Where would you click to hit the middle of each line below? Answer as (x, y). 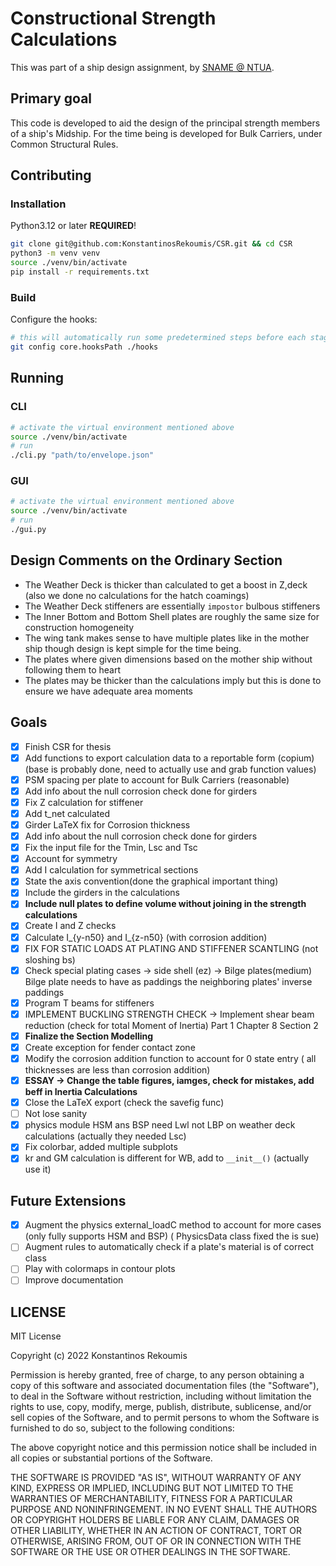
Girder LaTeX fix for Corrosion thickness (107, 824)
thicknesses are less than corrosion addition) (117, 1070)
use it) (38, 1169)
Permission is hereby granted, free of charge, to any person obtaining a (157, 1375)
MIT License (36, 1336)
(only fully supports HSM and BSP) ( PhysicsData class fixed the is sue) (172, 1236)
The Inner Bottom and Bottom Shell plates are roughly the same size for (172, 616)
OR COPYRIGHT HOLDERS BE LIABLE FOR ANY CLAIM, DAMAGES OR (155, 1520)
